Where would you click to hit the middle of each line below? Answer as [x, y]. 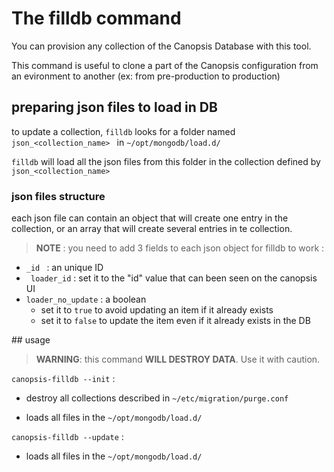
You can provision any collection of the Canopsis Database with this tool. [161, 46]
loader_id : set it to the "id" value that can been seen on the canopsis [174, 278]
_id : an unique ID [64, 268]
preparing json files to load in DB [114, 107]
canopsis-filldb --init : [63, 379]
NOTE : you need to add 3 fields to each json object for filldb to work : [180, 248]
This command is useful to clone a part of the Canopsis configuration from [165, 65]
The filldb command [96, 18]
